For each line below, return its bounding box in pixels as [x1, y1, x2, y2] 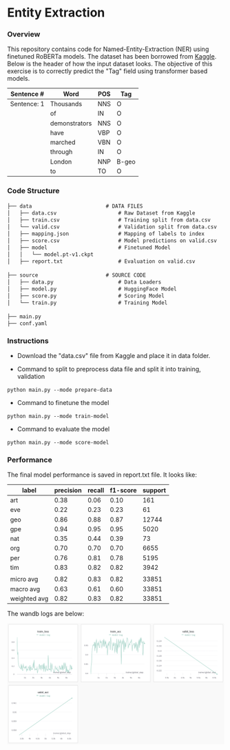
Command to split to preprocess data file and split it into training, [17, 365, 201, 373]
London [50, 157, 72, 166]
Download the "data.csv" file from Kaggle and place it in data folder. [17, 352, 211, 360]
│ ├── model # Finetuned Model [7, 244, 171, 251]
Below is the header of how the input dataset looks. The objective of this [7, 60, 213, 68]
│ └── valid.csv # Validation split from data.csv [7, 223, 217, 230]
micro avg [10, 575, 39, 584]
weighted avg [10, 594, 49, 602]
